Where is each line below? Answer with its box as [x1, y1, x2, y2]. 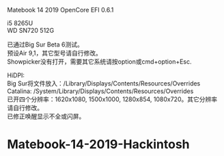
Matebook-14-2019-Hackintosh [7, 137, 190, 153]
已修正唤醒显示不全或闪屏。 [7, 112, 85, 120]
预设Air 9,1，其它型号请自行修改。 [7, 49, 102, 57]
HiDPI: [7, 71, 25, 79]
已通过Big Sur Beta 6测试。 [7, 40, 83, 49]
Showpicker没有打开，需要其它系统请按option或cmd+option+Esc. [7, 57, 193, 66]
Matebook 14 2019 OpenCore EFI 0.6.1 [7, 6, 114, 14]
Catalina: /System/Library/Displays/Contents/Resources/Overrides [7, 87, 194, 95]
